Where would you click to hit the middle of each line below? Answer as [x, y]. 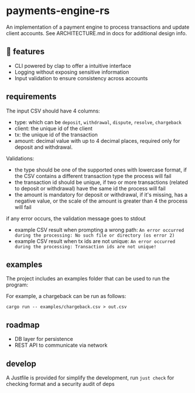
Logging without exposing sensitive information [72, 72]
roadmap [23, 325]
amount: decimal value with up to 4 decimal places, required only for [97, 141]
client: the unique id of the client [53, 128]
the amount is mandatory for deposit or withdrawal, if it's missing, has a [101, 194]
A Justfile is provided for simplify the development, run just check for [90, 378]
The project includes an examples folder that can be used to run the [88, 279]
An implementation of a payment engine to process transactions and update [98, 27]
